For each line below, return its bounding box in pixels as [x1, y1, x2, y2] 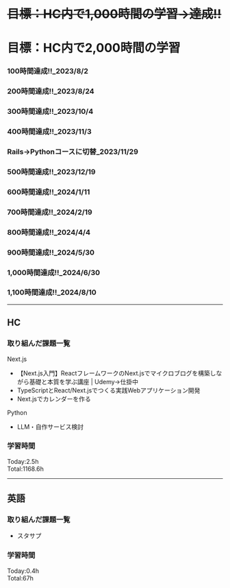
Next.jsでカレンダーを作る [16, 395, 91, 403]
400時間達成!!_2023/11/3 [7, 127, 92, 137]
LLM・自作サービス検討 [16, 423, 84, 431]
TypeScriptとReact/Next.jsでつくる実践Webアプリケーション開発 [16, 386, 201, 395]
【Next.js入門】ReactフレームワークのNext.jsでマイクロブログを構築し [16, 368, 217, 377]
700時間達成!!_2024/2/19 [7, 207, 92, 217]
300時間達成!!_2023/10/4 [7, 107, 94, 117]
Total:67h [7, 574, 34, 582]
